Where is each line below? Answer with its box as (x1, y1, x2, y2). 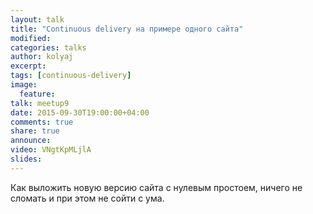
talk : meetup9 (10, 98, 70, 108)
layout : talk (10, 14, 65, 25)
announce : (10, 136, 52, 146)
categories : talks (10, 42, 87, 53)
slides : (10, 154, 43, 164)
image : (10, 80, 38, 90)
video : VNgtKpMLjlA (10, 145, 92, 155)
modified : (10, 33, 52, 43)
